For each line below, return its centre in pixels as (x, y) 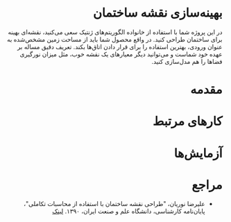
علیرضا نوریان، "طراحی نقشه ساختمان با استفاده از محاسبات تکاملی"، (114, 204)
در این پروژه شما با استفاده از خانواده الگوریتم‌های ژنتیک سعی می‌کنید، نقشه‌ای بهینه (115, 32)
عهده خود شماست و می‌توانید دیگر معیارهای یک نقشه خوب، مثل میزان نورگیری (121, 54)
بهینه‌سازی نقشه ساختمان (157, 13)
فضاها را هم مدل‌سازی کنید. (187, 61)
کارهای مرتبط (187, 121)
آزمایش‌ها (198, 153)
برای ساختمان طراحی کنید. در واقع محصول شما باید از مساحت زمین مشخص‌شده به (114, 39)
